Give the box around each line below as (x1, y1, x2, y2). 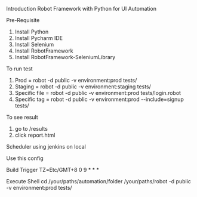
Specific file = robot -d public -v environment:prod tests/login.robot (14, 90, 181, 96)
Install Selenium (14, 41, 54, 48)
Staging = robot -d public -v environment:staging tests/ (14, 83, 151, 90)
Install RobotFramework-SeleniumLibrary (14, 54, 116, 60)
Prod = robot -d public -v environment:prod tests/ (14, 77, 137, 84)
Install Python (14, 28, 49, 35)
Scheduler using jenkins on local (6, 143, 87, 150)
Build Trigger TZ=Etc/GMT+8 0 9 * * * (6, 167, 100, 173)
